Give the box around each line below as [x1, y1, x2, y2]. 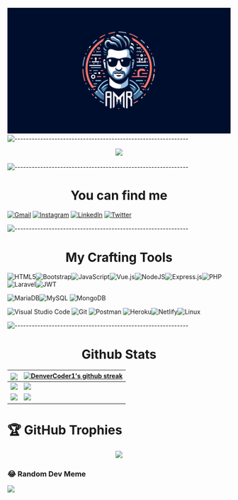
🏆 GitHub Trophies [7, 422, 123, 438]
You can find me [70, 187, 168, 203]
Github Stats [81, 346, 157, 362]
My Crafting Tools [65, 249, 173, 266]
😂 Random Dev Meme [7, 469, 86, 479]
